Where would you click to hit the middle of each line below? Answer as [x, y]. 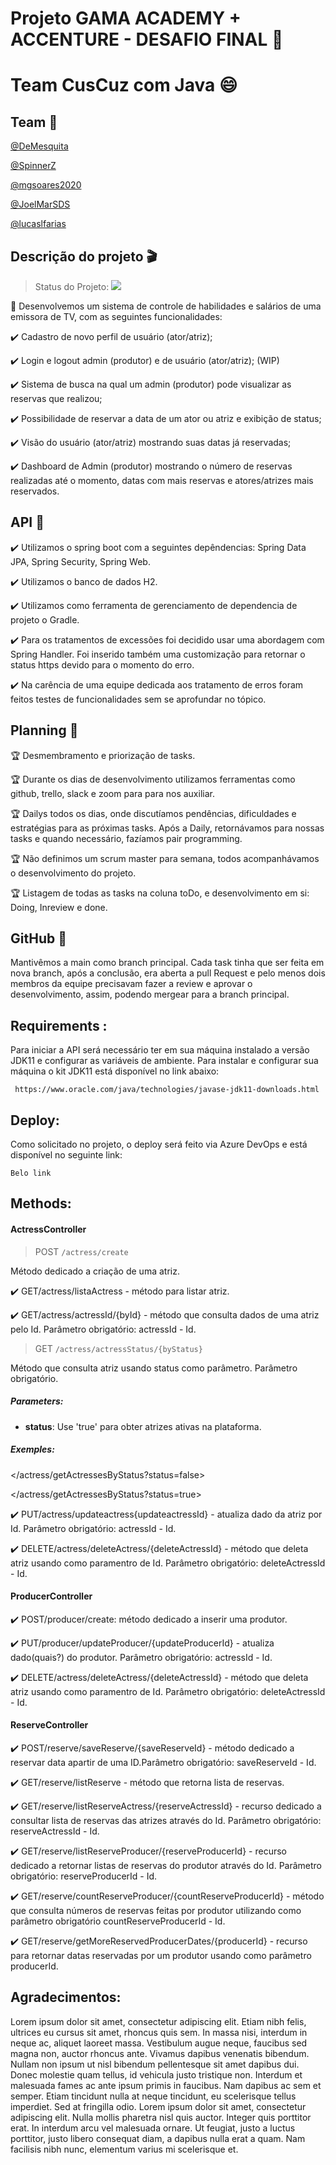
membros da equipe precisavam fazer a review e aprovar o [131, 984]
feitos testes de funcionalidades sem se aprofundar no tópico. [138, 699]
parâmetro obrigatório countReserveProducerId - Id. [118, 1921]
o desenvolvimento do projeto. [73, 873]
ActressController [48, 1229]
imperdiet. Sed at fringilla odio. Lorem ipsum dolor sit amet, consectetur [158, 2106]
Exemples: [32, 1449]
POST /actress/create [81, 1251]
